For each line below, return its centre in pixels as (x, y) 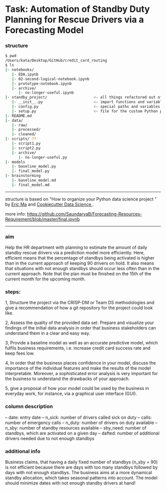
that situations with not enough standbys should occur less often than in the (82, 269)
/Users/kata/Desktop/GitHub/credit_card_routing (56, 60)
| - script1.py (26, 144)
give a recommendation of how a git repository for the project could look (79, 308)
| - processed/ (26, 130)
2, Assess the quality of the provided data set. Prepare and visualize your (80, 323)
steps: (13, 292)
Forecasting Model (44, 30)
